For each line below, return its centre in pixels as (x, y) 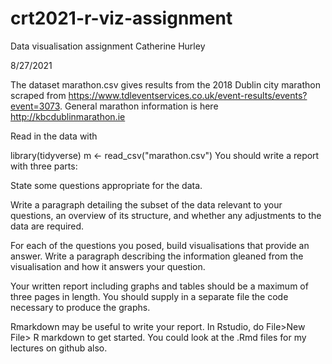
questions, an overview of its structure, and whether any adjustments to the (166, 215)
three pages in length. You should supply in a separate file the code (149, 296)
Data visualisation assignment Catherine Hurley (108, 46)
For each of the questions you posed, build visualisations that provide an (160, 245)
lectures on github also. (59, 348)
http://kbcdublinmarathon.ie (68, 116)
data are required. (47, 226)
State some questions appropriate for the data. (106, 185)
